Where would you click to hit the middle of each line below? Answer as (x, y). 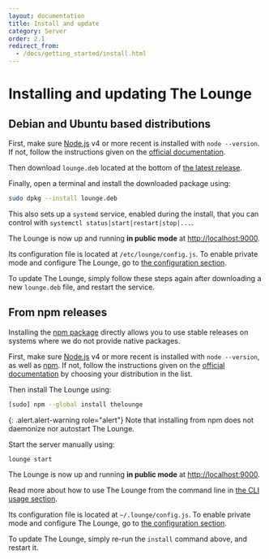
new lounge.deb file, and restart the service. (82, 287)
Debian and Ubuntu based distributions (110, 124)
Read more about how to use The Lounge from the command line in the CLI (134, 490)
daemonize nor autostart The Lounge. (72, 428)
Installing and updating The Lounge (130, 94)
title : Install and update (54, 24)
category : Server (38, 31)
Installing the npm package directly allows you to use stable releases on (128, 332)
